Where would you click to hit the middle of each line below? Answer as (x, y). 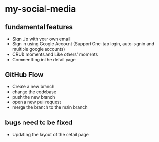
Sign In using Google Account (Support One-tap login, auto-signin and (83, 44)
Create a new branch (33, 86)
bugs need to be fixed (39, 123)
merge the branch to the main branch (50, 107)
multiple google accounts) (38, 49)
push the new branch (34, 97)
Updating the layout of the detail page (50, 134)
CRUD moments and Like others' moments (55, 54)
